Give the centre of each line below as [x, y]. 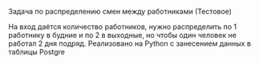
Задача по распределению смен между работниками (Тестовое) [120, 11]
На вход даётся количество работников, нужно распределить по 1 [123, 26]
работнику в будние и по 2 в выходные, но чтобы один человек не [122, 35]
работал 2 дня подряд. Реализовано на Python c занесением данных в [129, 43]
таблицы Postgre [37, 52]
